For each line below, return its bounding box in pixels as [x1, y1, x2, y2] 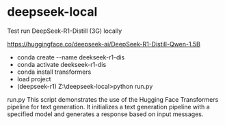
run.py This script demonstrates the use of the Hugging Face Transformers [7, 95, 219, 103]
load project [16, 74, 51, 83]
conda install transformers [16, 68, 92, 76]
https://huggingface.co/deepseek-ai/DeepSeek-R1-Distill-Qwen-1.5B [7, 40, 200, 48]
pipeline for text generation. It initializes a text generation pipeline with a [7, 102, 210, 111]
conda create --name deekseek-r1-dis [16, 53, 125, 61]
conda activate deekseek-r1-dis [16, 60, 107, 68]
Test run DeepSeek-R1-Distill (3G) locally [7, 27, 122, 35]
